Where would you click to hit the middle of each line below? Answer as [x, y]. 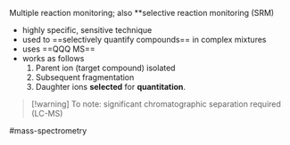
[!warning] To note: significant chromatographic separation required [156, 104]
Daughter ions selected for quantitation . [110, 87]
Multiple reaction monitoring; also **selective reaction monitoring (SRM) [142, 13]
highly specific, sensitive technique [87, 30]
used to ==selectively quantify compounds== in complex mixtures [144, 40]
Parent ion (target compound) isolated [105, 68]
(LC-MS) [47, 113]
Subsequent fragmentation [85, 77]
